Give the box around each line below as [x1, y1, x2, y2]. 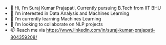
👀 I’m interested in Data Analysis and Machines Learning [10, 10, 130, 16]
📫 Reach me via [10, 27, 45, 33]
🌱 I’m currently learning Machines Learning [10, 16, 101, 21]
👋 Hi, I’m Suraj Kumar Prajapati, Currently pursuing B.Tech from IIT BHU [10, 5, 161, 11]
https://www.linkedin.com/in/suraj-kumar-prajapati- [46, 27, 155, 33]
